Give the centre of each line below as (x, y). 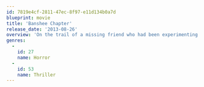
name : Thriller (37, 75)
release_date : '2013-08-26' (42, 29)
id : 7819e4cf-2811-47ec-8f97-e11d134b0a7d (61, 12)
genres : (16, 40)
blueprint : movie (28, 18)
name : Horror (34, 58)
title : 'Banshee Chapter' (39, 23)
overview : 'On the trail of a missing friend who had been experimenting (102, 35)
